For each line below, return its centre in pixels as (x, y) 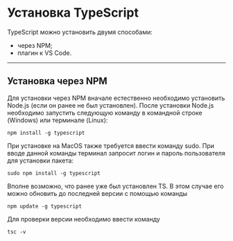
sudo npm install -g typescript (54, 173)
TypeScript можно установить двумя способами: (80, 32)
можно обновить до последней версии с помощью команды (97, 193)
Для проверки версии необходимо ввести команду (84, 219)
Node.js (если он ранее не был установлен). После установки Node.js (111, 105)
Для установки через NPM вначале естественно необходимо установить (116, 98)
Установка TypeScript (73, 13)
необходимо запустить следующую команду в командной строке (105, 113)
